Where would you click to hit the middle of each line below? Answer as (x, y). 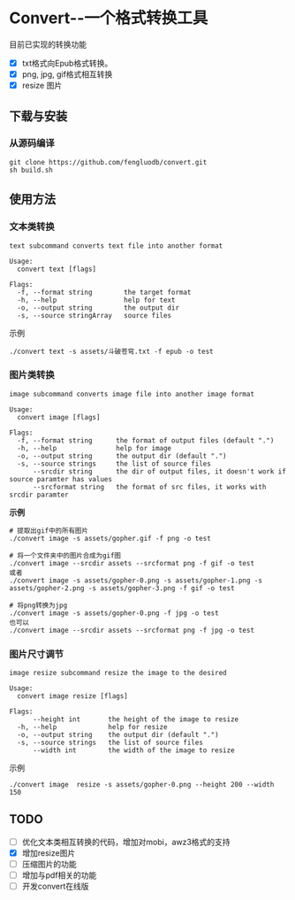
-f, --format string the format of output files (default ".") (146, 440)
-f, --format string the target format (104, 292)
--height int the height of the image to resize (136, 719)
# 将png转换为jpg (38, 605)
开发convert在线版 (56, 887)
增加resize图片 (49, 853)
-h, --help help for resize (92, 727)
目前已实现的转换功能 (48, 44)
